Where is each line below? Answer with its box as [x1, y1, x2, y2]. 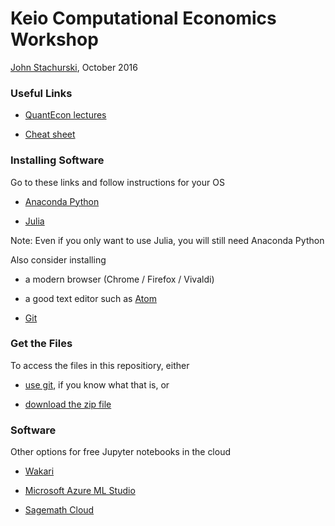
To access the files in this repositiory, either [10, 359, 190, 371]
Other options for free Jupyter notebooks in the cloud [10, 446, 232, 458]
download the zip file [24, 398, 112, 410]
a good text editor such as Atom [24, 292, 157, 304]
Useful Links [10, 86, 73, 100]
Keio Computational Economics [10, 7, 277, 30]
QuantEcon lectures [24, 109, 107, 121]
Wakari [24, 465, 55, 477]
